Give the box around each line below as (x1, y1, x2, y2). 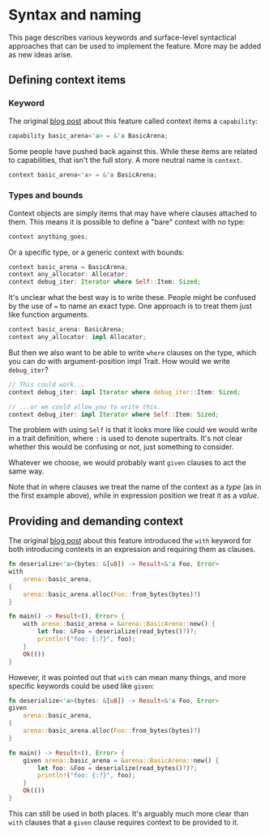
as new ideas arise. (8, 49, 73, 59)
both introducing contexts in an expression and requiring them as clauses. (8, 545, 256, 555)
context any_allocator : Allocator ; (8, 270, 129, 279)
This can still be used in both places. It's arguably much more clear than (8, 808, 249, 818)
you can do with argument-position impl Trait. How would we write (8, 356, 231, 366)
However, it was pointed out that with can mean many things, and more (8, 672, 246, 682)
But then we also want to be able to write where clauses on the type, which (8, 347, 257, 358)
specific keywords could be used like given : (8, 681, 155, 691)
